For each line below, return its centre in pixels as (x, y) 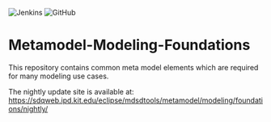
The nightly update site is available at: (72, 91)
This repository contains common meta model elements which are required (133, 67)
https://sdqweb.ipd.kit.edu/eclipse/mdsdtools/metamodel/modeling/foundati (136, 100)
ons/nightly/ (28, 108)
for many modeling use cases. (59, 76)
